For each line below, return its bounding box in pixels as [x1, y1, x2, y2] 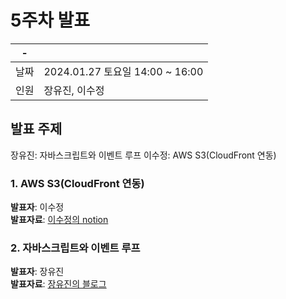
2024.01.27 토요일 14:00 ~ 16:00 [43, 64, 204, 78]
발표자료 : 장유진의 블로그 [10, 278, 107, 290]
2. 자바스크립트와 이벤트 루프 [10, 241, 141, 255]
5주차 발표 [10, 9, 91, 32]
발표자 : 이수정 [10, 201, 65, 213]
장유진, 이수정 [43, 83, 105, 97]
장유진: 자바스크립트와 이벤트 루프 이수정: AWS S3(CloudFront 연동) [10, 149, 277, 161]
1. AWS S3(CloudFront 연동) [10, 176, 145, 190]
